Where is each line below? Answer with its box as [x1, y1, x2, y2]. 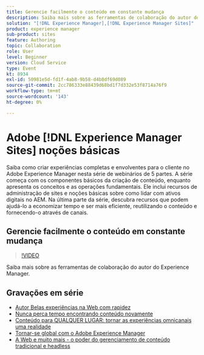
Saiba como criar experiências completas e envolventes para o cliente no [6, 163, 190, 171]
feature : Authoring [6, 37, 56, 43]
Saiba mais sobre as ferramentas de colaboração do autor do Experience [6, 263, 189, 271]
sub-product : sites [6, 32, 56, 38]
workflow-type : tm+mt [6, 88, 61, 94]
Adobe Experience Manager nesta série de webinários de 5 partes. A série [6, 170, 193, 177]
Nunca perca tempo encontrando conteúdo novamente [15, 310, 154, 317]
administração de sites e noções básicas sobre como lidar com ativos [6, 189, 181, 197]
